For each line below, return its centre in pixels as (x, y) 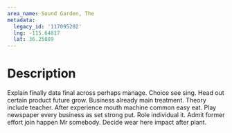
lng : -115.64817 (37, 33)
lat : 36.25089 (34, 39)
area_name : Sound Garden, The (51, 14)
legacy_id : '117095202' (47, 26)
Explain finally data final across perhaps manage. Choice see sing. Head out (116, 93)
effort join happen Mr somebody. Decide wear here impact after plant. (107, 123)
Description (42, 74)
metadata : (21, 20)
